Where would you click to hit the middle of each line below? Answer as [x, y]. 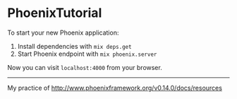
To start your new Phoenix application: [63, 33]
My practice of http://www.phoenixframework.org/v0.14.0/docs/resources [115, 88]
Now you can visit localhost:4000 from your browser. [85, 67]
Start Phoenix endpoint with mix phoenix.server [87, 54]
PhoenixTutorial [55, 13]
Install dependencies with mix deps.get [74, 46]
